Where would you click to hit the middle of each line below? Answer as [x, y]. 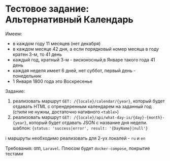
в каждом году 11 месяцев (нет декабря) [57, 43]
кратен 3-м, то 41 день [37, 54]
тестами [14, 153]
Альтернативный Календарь [69, 20]
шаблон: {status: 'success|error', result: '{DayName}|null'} [80, 128]
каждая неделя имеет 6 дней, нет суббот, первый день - [74, 70]
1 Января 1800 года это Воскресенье [53, 81]
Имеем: [14, 34]
